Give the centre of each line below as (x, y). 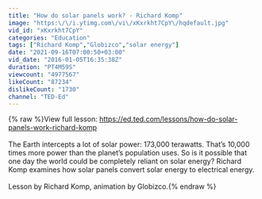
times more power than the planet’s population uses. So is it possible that (128, 153)
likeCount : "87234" (40, 82)
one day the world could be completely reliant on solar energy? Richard (125, 161)
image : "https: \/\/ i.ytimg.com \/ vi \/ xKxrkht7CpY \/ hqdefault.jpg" (118, 23)
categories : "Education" (49, 38)
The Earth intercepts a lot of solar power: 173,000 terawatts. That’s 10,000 (129, 144)
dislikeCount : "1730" (44, 89)
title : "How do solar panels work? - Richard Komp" (95, 15)
